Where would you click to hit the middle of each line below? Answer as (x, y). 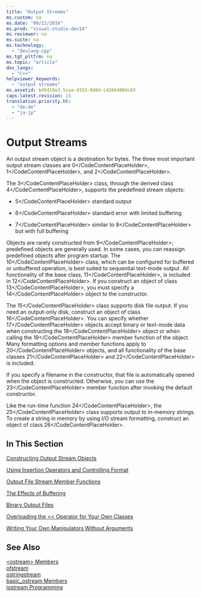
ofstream (17, 568)
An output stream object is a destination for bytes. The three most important (100, 159)
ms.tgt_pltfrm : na (29, 57)
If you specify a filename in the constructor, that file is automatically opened (100, 375)
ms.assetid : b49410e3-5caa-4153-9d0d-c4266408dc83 (71, 90)
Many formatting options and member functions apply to (76, 344)
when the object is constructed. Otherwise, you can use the (80, 381)
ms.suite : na (23, 40)
